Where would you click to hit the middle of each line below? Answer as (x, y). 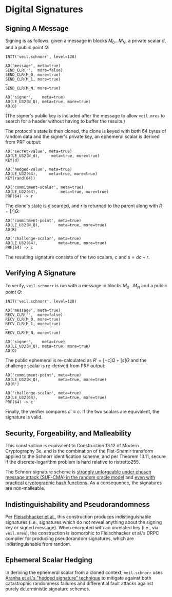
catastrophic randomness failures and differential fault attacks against (79, 583)
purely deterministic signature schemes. (48, 589)
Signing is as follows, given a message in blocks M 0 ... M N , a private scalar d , (86, 41)
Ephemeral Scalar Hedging (49, 560)
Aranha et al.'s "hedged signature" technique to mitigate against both (78, 578)
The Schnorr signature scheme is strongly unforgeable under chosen (78, 472)
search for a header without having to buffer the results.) (65, 121)
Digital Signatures (44, 9)
